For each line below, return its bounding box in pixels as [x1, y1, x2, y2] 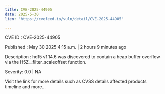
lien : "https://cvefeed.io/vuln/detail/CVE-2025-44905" [5, 16, 124, 21]
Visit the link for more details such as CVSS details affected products [5, 78, 147, 85]
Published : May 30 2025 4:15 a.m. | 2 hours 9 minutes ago [5, 44, 126, 50]
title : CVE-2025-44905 [5, 7, 52, 12]
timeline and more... [5, 84, 46, 90]
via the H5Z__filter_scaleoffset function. [5, 59, 87, 65]
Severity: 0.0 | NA [5, 69, 41, 75]
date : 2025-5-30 [5, 12, 39, 17]
